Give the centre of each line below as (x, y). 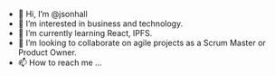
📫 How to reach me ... (60, 62)
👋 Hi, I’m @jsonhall (52, 14)
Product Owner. (47, 52)
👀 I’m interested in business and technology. (100, 24)
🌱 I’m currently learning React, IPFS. (85, 33)
